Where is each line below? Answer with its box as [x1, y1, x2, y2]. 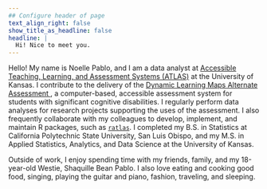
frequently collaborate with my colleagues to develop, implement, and [8, 114, 238, 124]
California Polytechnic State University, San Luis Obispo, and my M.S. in [8, 131, 245, 140]
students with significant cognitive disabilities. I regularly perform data [8, 97, 239, 107]
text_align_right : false [8, 19, 91, 27]
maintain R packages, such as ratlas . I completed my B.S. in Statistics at [8, 123, 247, 132]
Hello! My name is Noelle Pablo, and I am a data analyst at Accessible [8, 63, 237, 73]
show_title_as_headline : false [8, 26, 112, 34]
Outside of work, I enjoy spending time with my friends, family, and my [8, 155, 240, 164]
